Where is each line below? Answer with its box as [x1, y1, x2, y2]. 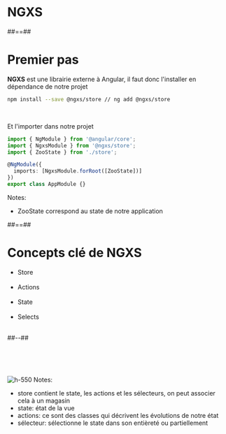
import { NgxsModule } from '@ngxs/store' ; [7, 142, 136, 149]
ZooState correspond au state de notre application [17, 207, 163, 215]
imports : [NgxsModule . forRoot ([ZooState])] [13, 168, 142, 175]
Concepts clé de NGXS [7, 245, 142, 261]
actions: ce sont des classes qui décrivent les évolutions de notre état [17, 411, 219, 419]
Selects [17, 312, 40, 321]
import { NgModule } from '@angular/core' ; [7, 136, 136, 143]
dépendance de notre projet [7, 82, 88, 91]
